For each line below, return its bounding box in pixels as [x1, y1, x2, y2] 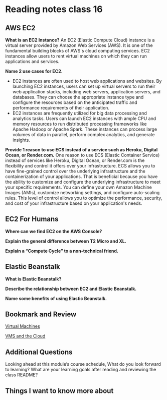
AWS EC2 [5, 24, 36, 32]
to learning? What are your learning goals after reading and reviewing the [5, 367, 156, 373]
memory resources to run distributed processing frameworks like [12, 121, 147, 127]
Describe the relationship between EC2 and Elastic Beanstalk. [5, 285, 137, 292]
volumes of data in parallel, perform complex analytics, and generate [12, 132, 155, 137]
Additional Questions [5, 348, 73, 356]
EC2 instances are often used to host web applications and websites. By [12, 78, 162, 84]
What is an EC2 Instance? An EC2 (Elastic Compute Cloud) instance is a [5, 37, 155, 43]
